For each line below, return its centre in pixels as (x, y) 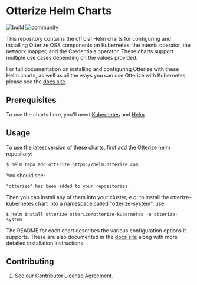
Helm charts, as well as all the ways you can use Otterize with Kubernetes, (96, 75)
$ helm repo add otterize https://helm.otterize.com (72, 164)
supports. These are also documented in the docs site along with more (92, 237)
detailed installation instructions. (45, 243)
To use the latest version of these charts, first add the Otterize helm (88, 147)
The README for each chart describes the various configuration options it (96, 230)
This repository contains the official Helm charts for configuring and (88, 38)
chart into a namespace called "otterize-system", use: (101, 203)
